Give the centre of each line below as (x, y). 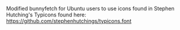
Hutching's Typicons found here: (46, 15)
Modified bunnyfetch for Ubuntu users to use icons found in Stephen (90, 9)
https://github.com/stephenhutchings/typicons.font (69, 21)
